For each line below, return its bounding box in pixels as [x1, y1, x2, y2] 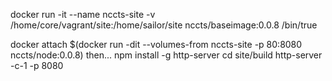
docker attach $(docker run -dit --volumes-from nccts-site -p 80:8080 [10, 39, 303, 50]
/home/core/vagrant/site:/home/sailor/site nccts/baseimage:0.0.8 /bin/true [10, 19, 318, 31]
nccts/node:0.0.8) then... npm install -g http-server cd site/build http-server [10, 49, 323, 61]
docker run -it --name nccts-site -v [10, 9, 156, 20]
